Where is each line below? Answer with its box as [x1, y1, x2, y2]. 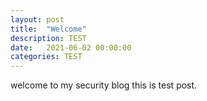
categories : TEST [10, 52, 83, 62]
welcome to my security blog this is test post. [10, 79, 198, 91]
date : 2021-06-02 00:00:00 [10, 42, 132, 53]
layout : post [10, 14, 65, 25]
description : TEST [10, 33, 87, 43]
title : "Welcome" [10, 24, 87, 34]
